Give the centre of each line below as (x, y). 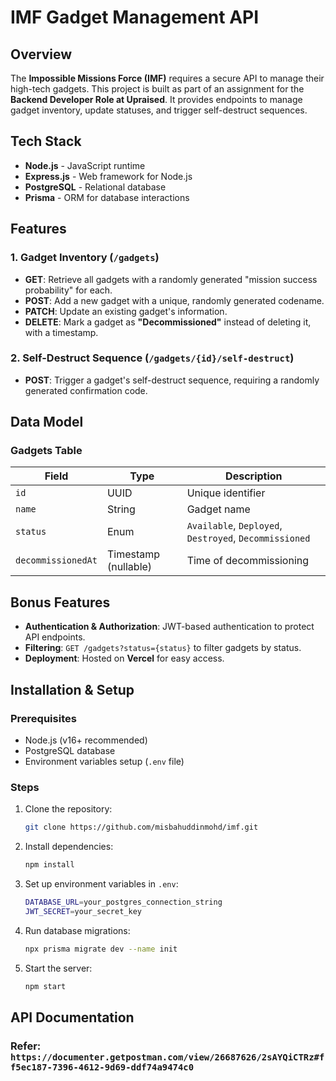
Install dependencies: (69, 847)
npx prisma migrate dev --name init (101, 949)
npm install (49, 865)
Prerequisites (43, 718)
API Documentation (72, 1017)
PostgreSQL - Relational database (95, 187)
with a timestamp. (61, 332)
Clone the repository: (68, 809)
